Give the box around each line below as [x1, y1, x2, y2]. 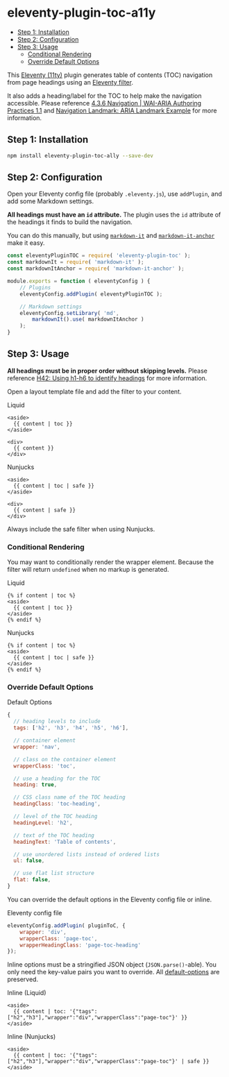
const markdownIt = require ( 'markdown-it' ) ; [7, 259, 144, 266]
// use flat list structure [13, 870, 95, 877]
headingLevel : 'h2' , [13, 819, 73, 826]
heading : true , [13, 781, 58, 788]
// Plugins [19, 284, 51, 291]
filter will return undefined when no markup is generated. [7, 566, 169, 574]
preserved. [7, 975, 39, 983]
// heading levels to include [13, 718, 101, 725]
